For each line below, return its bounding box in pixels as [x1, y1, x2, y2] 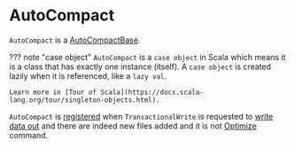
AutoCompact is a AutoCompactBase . [9, 35, 141, 45]
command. [9, 129, 49, 140]
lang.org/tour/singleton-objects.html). [9, 95, 161, 105]
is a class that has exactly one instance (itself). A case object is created [9, 61, 272, 72]
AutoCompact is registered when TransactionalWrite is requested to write [9, 111, 274, 121]
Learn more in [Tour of [9, 88, 97, 97]
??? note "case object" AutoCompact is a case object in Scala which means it [9, 51, 286, 62]
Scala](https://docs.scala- [100, 88, 204, 97]
